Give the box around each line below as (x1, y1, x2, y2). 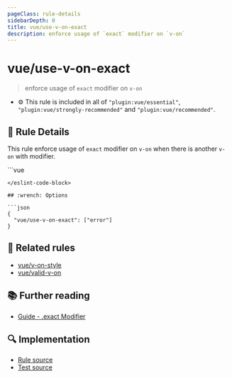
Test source (17, 363, 53, 372)
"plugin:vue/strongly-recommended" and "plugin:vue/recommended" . (17, 105, 216, 114)
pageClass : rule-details (7, 10, 81, 18)
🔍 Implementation (7, 333, 90, 345)
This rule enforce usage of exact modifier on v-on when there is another (7, 144, 218, 153)
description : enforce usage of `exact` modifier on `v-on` (7, 30, 186, 38)
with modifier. (15, 152, 55, 160)
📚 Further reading (7, 290, 90, 302)
